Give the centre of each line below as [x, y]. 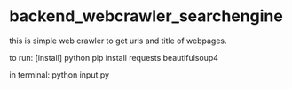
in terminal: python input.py [59, 74]
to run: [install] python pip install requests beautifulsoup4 [114, 57]
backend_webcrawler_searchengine [146, 16]
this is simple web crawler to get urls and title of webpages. [118, 41]
